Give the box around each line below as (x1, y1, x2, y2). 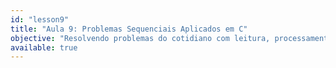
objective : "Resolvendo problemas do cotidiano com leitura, (10, 33, 271, 43)
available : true (10, 42, 78, 53)
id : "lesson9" (10, 14, 70, 25)
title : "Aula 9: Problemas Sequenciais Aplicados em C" (10, 24, 248, 34)
